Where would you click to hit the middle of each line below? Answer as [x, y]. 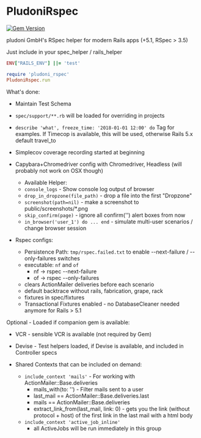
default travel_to [35, 140]
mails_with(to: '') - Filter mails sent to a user [88, 389]
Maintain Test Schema [43, 104]
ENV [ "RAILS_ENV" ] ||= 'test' [43, 63]
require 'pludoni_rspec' [38, 74]
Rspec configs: [34, 240]
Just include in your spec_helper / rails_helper [64, 52]
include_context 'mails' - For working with [80, 376]
